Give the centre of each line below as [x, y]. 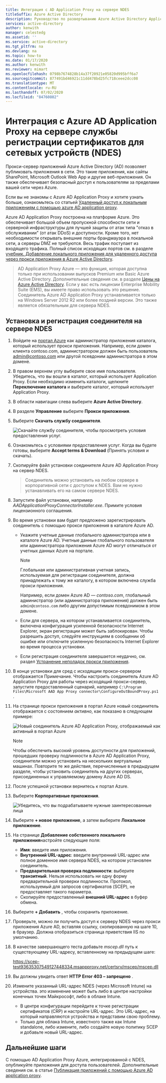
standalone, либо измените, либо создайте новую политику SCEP [89, 1027]
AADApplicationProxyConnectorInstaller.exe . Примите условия [77, 505]
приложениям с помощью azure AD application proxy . [62, 207]
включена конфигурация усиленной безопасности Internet [82, 626]
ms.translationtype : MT [30, 83]
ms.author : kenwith [26, 65]
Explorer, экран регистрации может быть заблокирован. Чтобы [86, 631]
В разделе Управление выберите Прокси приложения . [72, 411]
